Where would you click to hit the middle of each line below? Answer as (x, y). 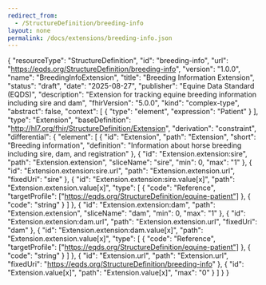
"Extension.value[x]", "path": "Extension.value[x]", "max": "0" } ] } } (118, 273)
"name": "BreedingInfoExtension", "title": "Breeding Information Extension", (131, 77)
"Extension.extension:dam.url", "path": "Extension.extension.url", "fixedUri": (132, 222)
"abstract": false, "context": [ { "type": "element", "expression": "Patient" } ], (133, 112)
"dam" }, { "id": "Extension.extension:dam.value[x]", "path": (105, 230)
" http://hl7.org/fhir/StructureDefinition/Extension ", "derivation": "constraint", (132, 129)
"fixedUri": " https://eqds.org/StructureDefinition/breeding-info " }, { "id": (126, 264)
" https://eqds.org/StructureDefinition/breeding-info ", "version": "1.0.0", (124, 69)
